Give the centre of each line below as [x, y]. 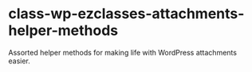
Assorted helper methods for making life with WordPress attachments [123, 52]
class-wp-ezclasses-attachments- [126, 14]
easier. [19, 61]
